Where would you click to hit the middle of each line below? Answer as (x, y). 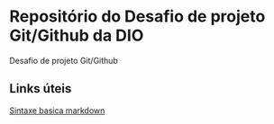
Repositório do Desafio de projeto (137, 17)
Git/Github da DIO (77, 35)
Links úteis (41, 89)
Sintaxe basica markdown (57, 111)
